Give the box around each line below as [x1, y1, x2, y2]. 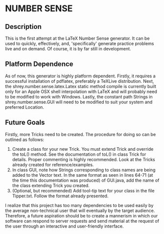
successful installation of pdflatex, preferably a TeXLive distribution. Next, [5, 78, 154, 84]
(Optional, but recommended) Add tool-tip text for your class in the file [12, 187, 155, 193]
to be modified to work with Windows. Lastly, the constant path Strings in [5, 94, 153, 99]
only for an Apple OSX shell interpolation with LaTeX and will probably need [5, 89, 158, 94]
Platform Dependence [5, 60, 73, 69]
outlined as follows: [5, 137, 45, 142]
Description [5, 23, 42, 31]
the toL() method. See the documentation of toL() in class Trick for [12, 151, 146, 157]
